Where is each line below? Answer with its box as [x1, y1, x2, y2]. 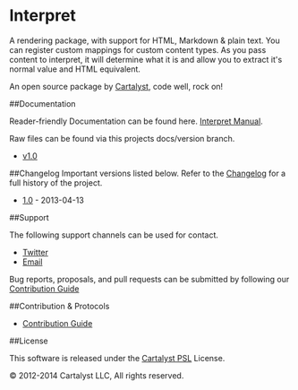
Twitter [21, 247, 49, 257]
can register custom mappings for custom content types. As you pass [9, 44, 267, 55]
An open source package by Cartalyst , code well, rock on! [9, 81, 224, 91]
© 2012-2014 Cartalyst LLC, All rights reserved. [9, 369, 184, 381]
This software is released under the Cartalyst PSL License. [9, 352, 226, 363]
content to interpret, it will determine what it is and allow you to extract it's [9, 54, 283, 65]
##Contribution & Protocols [9, 300, 110, 311]
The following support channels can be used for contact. [9, 230, 219, 240]
